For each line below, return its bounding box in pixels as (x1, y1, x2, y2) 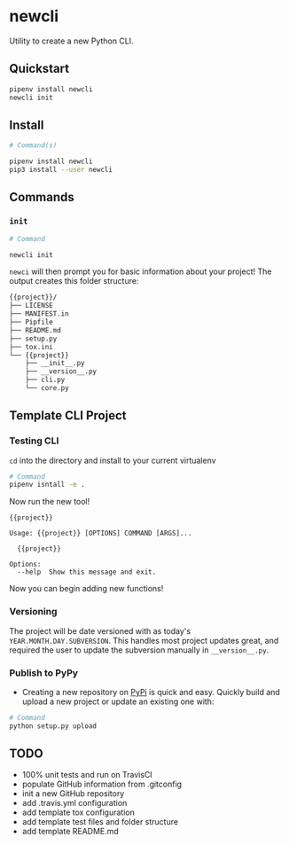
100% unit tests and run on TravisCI (21, 770, 152, 780)
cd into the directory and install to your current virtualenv (9, 455, 216, 466)
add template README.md (21, 826, 120, 837)
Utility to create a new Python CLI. (9, 35, 135, 46)
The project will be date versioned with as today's (9, 625, 191, 636)
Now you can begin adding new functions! (9, 583, 164, 594)
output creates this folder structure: (9, 276, 139, 286)
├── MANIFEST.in (9, 309, 69, 318)
